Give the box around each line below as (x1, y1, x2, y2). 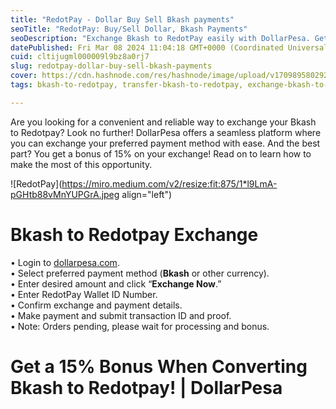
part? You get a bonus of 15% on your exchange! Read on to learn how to (10, 147, 312, 160)
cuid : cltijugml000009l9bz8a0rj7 (10, 52, 150, 62)
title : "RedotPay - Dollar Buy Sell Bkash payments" (10, 14, 235, 25)
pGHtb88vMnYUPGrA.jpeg (10, 188, 120, 200)
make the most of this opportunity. (10, 158, 153, 170)
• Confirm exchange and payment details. (10, 299, 183, 311)
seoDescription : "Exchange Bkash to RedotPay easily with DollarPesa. (10, 33, 311, 43)
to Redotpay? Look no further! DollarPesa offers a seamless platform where (10, 126, 322, 138)
